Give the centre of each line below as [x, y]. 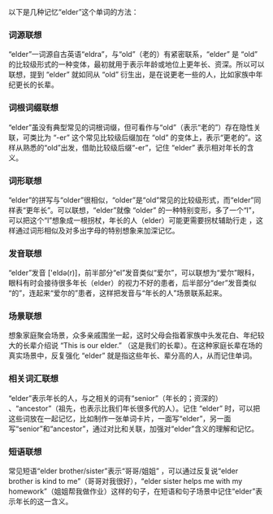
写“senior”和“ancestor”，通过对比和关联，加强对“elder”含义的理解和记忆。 [133, 429]
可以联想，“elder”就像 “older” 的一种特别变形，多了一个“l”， [158, 210]
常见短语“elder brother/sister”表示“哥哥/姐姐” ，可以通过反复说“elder [123, 471]
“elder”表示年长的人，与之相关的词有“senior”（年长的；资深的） [115, 398]
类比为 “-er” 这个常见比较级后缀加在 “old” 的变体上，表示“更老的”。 [143, 137]
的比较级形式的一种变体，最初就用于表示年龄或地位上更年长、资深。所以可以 [136, 64]
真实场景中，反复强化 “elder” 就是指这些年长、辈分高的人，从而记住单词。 [132, 355]
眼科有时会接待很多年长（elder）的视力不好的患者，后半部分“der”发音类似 [133, 283]
